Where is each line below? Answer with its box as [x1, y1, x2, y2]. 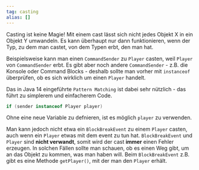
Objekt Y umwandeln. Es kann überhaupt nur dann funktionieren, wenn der [6, 37, 191, 44]
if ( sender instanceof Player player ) [6, 103, 103, 109]
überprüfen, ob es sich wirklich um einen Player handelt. [6, 74, 146, 81]
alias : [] [6, 14, 31, 20]
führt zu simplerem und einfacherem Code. [6, 92, 112, 99]
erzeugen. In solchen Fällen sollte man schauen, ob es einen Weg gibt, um [6, 144, 189, 152]
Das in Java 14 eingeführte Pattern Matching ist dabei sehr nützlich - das [6, 85, 186, 92]
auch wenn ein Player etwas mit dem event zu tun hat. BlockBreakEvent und [6, 132, 193, 139]
